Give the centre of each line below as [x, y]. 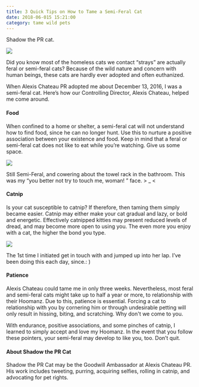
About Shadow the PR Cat [39, 351]
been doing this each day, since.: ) [48, 261]
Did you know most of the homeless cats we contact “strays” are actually [96, 63]
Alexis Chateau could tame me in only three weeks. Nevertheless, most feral [100, 288]
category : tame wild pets [38, 23]
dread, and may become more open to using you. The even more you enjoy [99, 226]
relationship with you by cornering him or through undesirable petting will [96, 307]
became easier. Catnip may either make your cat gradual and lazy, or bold [97, 213]
